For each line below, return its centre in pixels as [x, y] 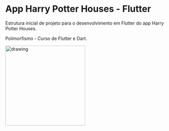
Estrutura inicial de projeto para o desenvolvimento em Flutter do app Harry [85, 23]
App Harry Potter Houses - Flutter [78, 9]
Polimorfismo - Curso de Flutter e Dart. [46, 38]
